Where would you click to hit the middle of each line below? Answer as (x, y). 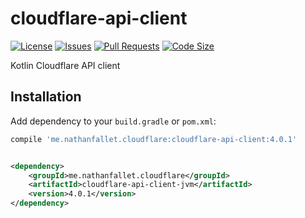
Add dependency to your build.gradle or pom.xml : (113, 121)
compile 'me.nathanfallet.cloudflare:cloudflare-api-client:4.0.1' (154, 139)
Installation (46, 97)
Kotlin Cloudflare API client (65, 65)
